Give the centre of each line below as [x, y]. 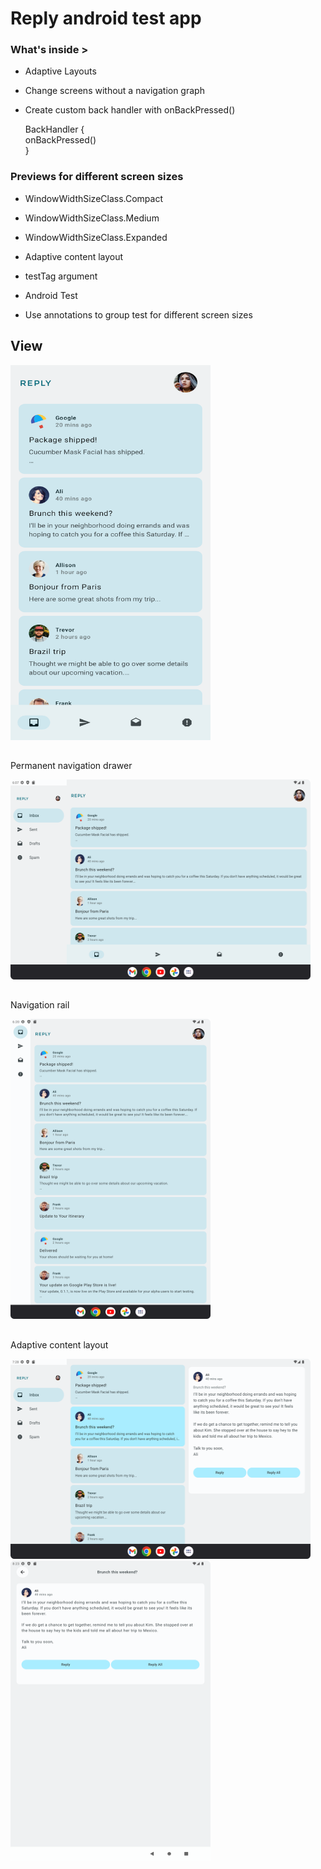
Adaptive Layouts [60, 71]
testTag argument [61, 276]
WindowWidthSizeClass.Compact [94, 198]
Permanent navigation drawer [71, 765]
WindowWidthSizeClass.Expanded [96, 237]
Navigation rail [40, 1005]
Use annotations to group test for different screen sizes [138, 314]
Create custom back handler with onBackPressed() [130, 110]
